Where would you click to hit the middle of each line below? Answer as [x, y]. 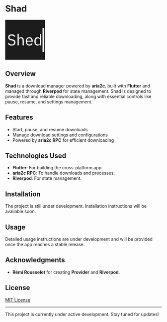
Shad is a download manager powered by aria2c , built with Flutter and [78, 86]
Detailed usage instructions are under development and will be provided [79, 239]
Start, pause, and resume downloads [50, 129]
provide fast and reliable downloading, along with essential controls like [78, 96]
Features [19, 118]
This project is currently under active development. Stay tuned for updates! [82, 314]
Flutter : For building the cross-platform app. [57, 168]
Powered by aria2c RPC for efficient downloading [63, 140]
